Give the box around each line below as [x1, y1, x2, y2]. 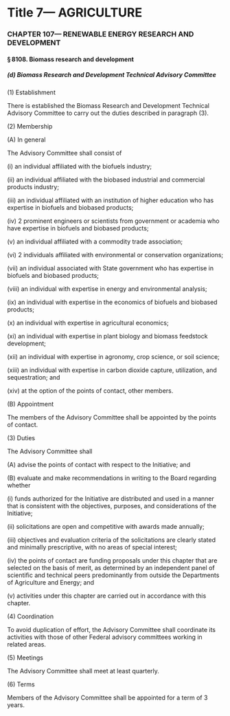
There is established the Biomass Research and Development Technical [7, 101, 209, 109]
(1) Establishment [7, 88, 56, 96]
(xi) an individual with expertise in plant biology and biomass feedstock [7, 332, 208, 340]
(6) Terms [7, 680, 36, 688]
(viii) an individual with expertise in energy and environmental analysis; [7, 284, 207, 293]
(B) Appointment [7, 400, 54, 408]
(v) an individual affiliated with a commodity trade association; [7, 237, 183, 246]
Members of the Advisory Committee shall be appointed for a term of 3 [7, 693, 208, 702]
